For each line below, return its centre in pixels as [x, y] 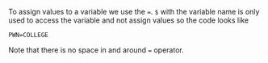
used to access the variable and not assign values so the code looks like [128, 20]
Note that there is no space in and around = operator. [96, 50]
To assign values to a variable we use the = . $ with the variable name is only [134, 12]
